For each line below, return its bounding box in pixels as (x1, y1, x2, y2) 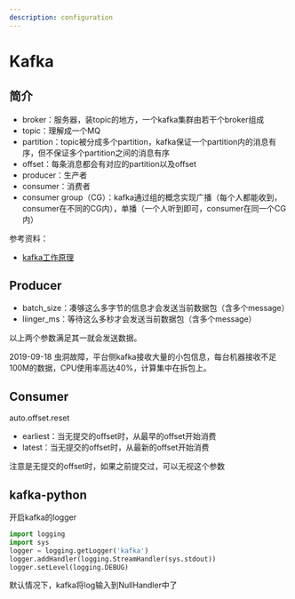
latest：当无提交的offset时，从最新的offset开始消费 (21, 442, 210, 453)
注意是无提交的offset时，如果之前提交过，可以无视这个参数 (9, 461, 226, 472)
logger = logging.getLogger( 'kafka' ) (9, 546, 149, 555)
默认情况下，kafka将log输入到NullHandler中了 (9, 579, 178, 591)
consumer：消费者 (21, 180, 91, 191)
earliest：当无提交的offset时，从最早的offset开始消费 (21, 431, 217, 442)
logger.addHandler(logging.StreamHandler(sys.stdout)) (9, 555, 217, 563)
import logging (9, 530, 66, 539)
